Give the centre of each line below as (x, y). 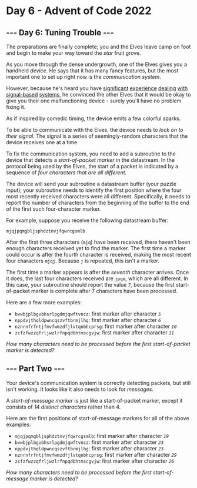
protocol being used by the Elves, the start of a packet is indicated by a (92, 166)
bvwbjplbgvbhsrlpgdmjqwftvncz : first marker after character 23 (89, 442)
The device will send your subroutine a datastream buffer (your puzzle (91, 184)
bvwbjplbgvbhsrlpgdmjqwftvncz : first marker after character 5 (88, 314)
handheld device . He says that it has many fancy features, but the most (92, 71)
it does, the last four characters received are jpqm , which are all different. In (97, 278)
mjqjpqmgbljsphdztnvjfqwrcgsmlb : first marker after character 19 (92, 436)
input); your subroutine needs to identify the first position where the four (94, 190)
